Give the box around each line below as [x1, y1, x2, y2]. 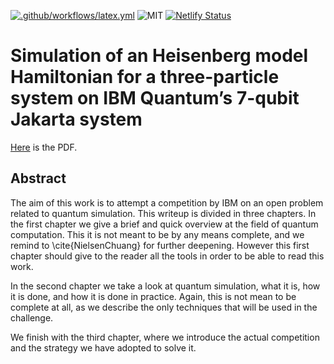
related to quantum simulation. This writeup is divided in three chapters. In [10, 207, 317, 219]
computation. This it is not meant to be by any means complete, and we [10, 228, 305, 240]
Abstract [10, 170, 67, 187]
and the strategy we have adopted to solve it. [10, 341, 197, 354]
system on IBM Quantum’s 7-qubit [10, 87, 300, 110]
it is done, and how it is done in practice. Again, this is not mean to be [10, 290, 297, 302]
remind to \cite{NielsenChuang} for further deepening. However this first [10, 239, 310, 251]
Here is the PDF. [10, 141, 78, 153]
